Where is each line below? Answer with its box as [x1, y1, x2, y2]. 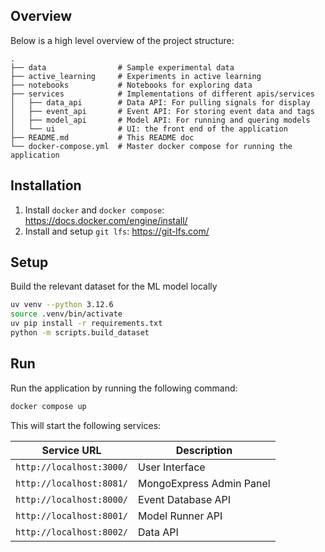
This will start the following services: [10, 419, 162, 431]
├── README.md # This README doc [10, 132, 195, 143]
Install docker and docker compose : [24, 204, 165, 216]
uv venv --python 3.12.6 [10, 300, 114, 310]
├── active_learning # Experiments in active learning [10, 71, 262, 81]
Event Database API [138, 492, 232, 506]
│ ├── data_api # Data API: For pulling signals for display [10, 97, 311, 108]
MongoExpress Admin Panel [138, 476, 271, 490]
